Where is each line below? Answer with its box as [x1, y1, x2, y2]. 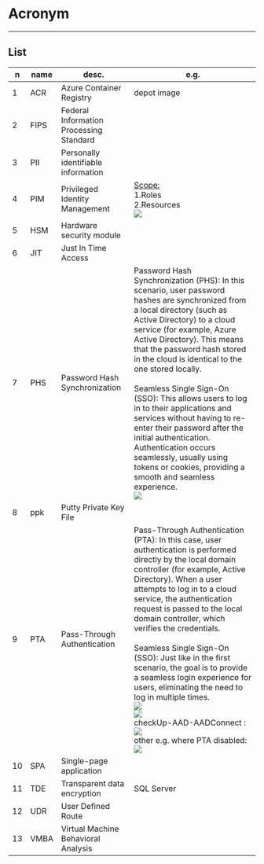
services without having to [133, 412, 232, 423]
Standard [60, 134, 96, 145]
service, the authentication [133, 593, 233, 604]
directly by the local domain [133, 553, 236, 564]
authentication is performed [133, 544, 237, 555]
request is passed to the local [133, 603, 243, 614]
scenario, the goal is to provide [133, 662, 248, 673]
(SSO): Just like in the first [133, 652, 230, 663]
